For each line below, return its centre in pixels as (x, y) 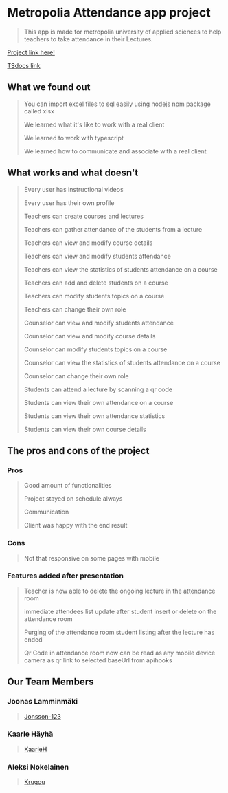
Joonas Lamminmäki (42, 702)
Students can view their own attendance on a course (99, 402)
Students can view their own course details (85, 429)
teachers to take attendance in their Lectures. (88, 39)
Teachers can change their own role (75, 309)
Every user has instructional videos (73, 189)
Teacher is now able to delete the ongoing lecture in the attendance (119, 591)
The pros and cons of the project (78, 451)
